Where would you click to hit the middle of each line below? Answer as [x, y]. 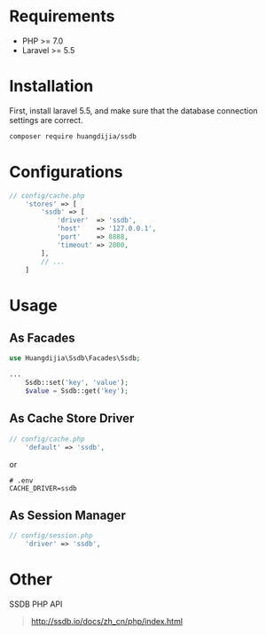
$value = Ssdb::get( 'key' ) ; [77, 391]
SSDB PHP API [36, 604]
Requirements [62, 16]
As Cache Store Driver [72, 419]
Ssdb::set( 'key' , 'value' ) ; [77, 383]
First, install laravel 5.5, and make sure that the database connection [134, 110]
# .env [21, 481]
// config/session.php [51, 536]
